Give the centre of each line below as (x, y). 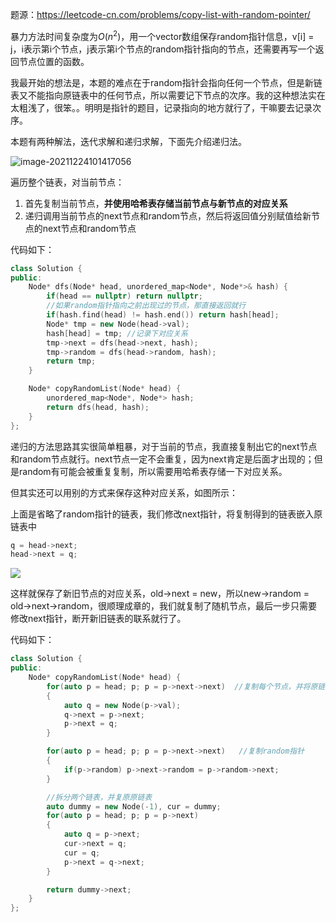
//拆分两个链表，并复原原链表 (99, 797)
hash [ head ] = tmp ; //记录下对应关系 (117, 333)
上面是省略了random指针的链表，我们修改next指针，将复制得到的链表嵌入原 (166, 514)
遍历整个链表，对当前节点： (67, 182)
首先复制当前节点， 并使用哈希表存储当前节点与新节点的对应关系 (156, 203)
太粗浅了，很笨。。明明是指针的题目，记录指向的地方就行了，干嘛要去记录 (161, 107)
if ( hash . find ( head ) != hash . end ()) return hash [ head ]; (163, 315)
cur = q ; (82, 853)
